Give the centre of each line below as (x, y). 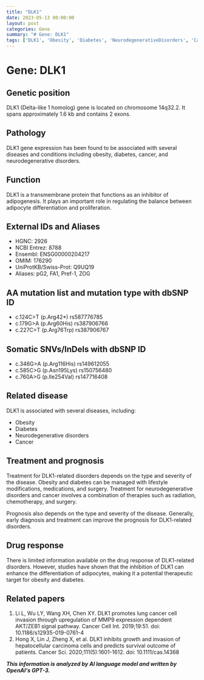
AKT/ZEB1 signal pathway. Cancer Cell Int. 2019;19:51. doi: (87, 626)
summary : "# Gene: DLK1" (38, 35)
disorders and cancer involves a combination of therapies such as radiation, (101, 495)
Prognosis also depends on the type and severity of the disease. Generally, (100, 513)
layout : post (23, 23)
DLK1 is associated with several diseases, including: (71, 410)
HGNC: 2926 (31, 241)
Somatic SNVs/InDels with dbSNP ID (76, 349)
